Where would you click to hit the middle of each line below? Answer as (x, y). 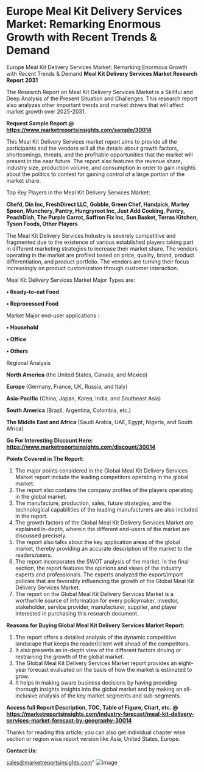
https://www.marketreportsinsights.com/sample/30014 (79, 130)
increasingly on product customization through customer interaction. (92, 268)
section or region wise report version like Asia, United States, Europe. (93, 738)
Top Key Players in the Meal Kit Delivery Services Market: (78, 192)
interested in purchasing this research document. (77, 613)
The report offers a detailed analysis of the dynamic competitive (96, 637)
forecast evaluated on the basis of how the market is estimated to (110, 669)
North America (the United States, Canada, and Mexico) (77, 375)
